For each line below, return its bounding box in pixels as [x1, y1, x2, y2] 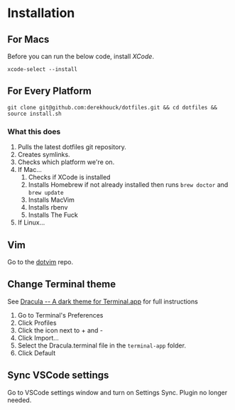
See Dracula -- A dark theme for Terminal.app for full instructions [7, 297, 199, 306]
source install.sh [7, 110, 62, 117]
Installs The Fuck [28, 211, 78, 220]
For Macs [7, 33, 50, 45]
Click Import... [17, 333, 59, 342]
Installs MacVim [28, 195, 75, 204]
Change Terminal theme [7, 279, 116, 291]
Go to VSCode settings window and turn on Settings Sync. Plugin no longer [7, 388, 228, 396]
